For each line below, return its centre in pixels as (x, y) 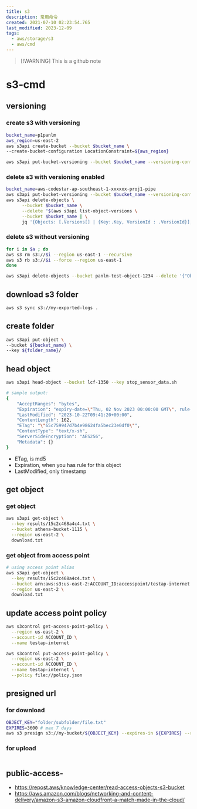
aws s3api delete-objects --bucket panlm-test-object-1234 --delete (91, 276)
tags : (13, 33)
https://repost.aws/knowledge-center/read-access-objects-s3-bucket (99, 787)
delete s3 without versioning (48, 237)
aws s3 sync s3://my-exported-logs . (52, 308)
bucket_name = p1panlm (31, 135)
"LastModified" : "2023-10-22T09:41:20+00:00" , (74, 415)
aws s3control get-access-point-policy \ (57, 627)
